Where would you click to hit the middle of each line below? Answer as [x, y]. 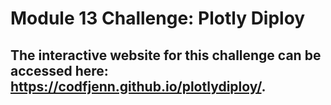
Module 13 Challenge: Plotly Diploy [158, 18]
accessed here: [59, 70]
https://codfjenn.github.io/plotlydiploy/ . [138, 86]
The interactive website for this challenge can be [166, 55]
